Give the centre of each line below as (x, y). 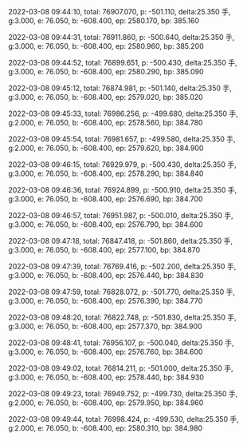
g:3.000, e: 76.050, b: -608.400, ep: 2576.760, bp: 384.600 (106, 352)
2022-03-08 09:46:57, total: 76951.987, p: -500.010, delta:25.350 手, (121, 215)
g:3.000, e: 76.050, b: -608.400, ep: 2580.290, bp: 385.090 (106, 72)
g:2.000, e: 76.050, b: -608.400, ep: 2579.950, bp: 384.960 (106, 403)
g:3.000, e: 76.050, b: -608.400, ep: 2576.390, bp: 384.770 (106, 301)
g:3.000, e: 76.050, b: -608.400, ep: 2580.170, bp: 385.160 (104, 21)
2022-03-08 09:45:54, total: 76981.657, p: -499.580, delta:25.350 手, (122, 139)
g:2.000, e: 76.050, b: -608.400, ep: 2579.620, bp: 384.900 (106, 148)
